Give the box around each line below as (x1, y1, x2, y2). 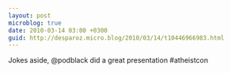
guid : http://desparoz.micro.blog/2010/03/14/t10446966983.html (8, 33, 225, 42)
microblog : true (8, 19, 62, 27)
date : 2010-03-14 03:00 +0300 (8, 26, 108, 34)
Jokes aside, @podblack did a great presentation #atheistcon (8, 56, 208, 65)
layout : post (8, 11, 51, 20)
